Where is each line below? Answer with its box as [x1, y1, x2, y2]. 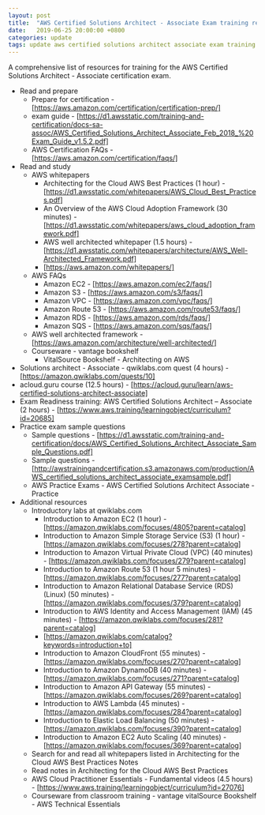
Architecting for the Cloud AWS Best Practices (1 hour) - [43, 178, 226, 188]
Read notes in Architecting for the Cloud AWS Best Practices [31, 766, 229, 776]
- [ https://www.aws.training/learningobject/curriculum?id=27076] [31, 783, 244, 792]
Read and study [19, 162, 71, 171]
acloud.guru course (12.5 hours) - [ [19, 380, 134, 389]
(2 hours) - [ [19, 405, 60, 415]
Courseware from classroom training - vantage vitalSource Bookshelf [31, 791, 257, 801]
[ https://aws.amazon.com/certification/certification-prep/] [31, 103, 221, 113]
